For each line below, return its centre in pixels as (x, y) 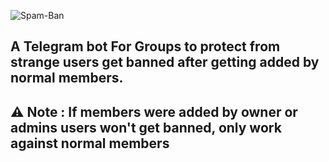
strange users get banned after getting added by (165, 62)
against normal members (90, 143)
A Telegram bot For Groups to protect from (145, 46)
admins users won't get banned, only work (146, 127)
